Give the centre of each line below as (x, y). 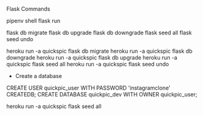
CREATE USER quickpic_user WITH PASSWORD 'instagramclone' (88, 88)
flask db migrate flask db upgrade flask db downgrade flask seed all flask (99, 33)
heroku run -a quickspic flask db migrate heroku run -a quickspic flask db (99, 51)
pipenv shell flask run (33, 21)
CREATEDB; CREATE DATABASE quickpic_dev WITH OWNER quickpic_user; (102, 94)
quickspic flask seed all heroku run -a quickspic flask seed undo (88, 64)
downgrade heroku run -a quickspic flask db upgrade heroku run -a (92, 57)
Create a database (39, 76)
